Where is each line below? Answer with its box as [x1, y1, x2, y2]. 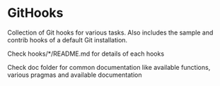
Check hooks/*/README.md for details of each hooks [7, 49, 165, 58]
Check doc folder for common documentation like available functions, [7, 63, 211, 71]
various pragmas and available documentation [7, 70, 142, 79]
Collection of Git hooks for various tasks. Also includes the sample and [7, 28, 214, 37]
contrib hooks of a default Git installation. [7, 35, 128, 44]
